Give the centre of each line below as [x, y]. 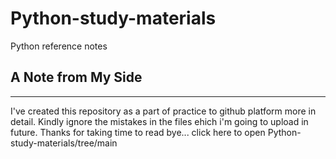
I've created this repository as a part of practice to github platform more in [163, 111]
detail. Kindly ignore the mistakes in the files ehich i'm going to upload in [159, 121]
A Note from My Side [76, 77]
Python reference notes [59, 46]
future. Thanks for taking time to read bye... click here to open [138, 132]
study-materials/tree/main [64, 143]
